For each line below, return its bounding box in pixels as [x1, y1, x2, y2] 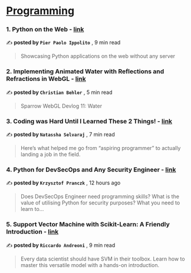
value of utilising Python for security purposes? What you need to [20, 199, 180, 206]
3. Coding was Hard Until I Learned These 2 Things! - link [6, 117, 173, 125]
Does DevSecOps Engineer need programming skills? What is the [20, 193, 180, 200]
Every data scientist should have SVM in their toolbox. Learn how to [20, 255, 185, 262]
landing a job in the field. [20, 151, 81, 158]
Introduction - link [6, 227, 59, 236]
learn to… [20, 206, 44, 213]
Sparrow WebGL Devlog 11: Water [20, 102, 102, 109]
